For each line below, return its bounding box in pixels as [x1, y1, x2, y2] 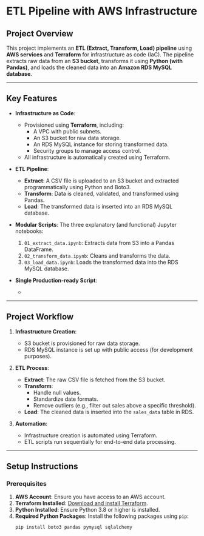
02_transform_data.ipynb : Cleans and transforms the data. [24, 252, 171, 259]
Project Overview [6, 28, 73, 39]
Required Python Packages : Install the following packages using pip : [15, 512, 189, 520]
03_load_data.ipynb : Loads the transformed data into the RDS [24, 258, 178, 266]
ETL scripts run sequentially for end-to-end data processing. [24, 438, 176, 445]
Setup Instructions [6, 461, 78, 472]
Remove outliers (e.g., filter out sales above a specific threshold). [33, 401, 196, 409]
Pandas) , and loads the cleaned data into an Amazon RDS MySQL [6, 64, 172, 71]
